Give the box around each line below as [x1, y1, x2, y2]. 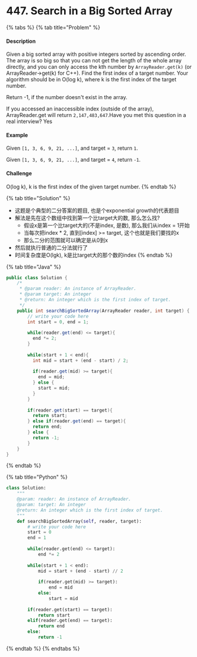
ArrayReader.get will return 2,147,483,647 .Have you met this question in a [6, 112, 186, 119]
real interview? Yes [6, 118, 52, 125]
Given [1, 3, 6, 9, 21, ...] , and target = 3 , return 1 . [6, 144, 138, 152]
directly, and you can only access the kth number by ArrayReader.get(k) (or [6, 64, 192, 71]
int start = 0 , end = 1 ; [27, 319, 89, 325]
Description [6, 37, 36, 45]
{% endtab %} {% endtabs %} [6, 645, 80, 652]
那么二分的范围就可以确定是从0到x [23, 236, 109, 244]
